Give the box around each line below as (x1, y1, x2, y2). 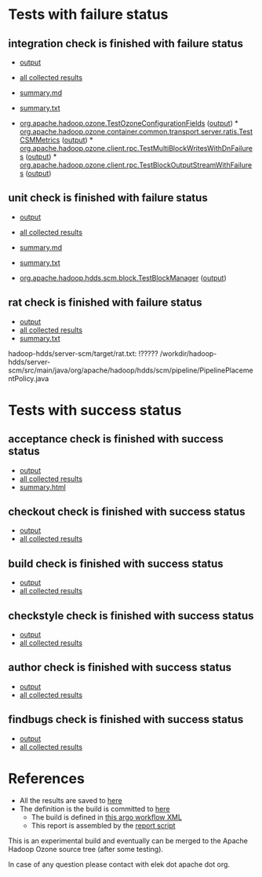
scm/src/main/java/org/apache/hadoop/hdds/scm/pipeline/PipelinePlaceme (8, 365, 253, 375)
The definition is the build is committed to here (19, 804, 170, 813)
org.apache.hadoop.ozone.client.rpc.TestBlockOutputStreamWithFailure (19, 160, 253, 170)
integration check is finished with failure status (8, 37, 243, 50)
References (8, 769, 85, 787)
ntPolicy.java (8, 373, 49, 383)
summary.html (19, 482, 67, 492)
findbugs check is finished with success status (8, 713, 244, 726)
